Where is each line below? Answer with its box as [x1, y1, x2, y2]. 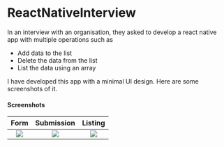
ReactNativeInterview [7, 5, 136, 21]
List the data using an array [17, 63, 96, 72]
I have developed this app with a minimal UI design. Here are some [7, 77, 199, 85]
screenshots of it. [7, 84, 58, 93]
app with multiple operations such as [7, 35, 114, 43]
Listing [82, 118, 106, 128]
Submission [34, 118, 75, 128]
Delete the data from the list [17, 56, 98, 64]
